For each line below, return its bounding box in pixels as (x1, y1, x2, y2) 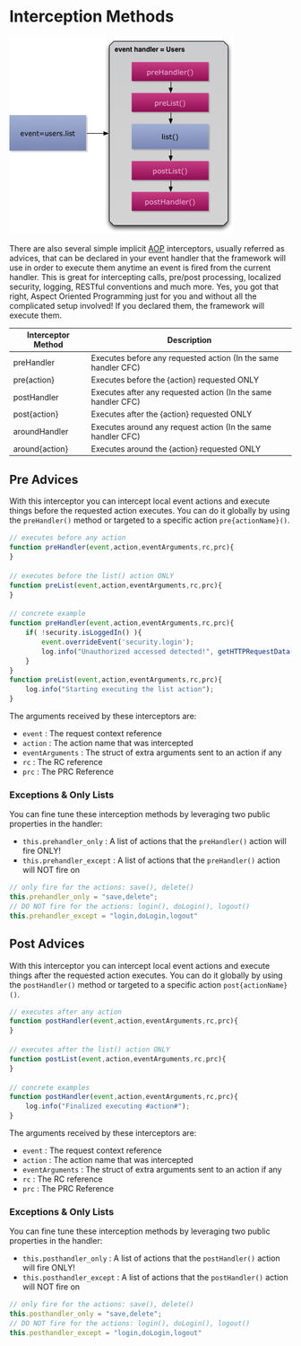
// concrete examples (9, 1083, 90, 1092)
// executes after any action (9, 1007, 123, 1016)
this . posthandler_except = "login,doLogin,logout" (9, 1329, 202, 1338)
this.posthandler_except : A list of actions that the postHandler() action (21, 1272, 288, 1283)
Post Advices (9, 937, 85, 952)
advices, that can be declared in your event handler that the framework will (9, 252, 287, 263)
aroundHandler (13, 427, 69, 437)
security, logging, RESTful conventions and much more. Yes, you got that (9, 281, 279, 292)
